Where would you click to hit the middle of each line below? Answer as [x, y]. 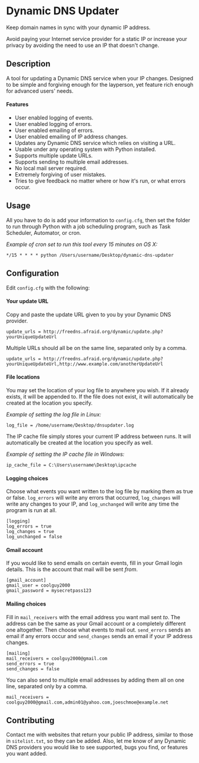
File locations [23, 377]
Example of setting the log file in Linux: [54, 414]
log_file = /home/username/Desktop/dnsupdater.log [70, 425]
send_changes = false [33, 669]
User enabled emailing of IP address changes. [71, 136]
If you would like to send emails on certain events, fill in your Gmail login [94, 563]
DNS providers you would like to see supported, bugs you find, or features [97, 748]
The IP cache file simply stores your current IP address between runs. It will [99, 436]
